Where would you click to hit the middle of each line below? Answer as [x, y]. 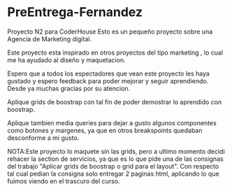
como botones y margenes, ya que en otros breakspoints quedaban [105, 130]
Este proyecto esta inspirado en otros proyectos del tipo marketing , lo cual [115, 52]
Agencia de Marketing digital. [50, 38]
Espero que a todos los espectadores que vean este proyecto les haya [108, 73]
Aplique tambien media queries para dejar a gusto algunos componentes [112, 122]
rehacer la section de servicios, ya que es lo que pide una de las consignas [115, 159]
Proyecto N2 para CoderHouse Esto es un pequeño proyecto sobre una [110, 31]
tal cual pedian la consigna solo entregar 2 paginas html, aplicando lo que [113, 174]
